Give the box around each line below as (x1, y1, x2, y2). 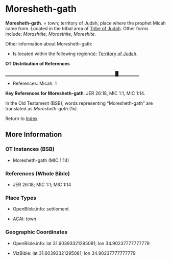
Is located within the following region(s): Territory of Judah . (12, 51, 138, 57)
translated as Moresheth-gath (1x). (5, 105, 78, 111)
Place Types (5, 194, 37, 201)
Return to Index (5, 115, 38, 122)
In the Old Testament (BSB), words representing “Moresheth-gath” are (5, 100, 153, 106)
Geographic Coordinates (5, 228, 68, 235)
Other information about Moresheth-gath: (5, 40, 93, 46)
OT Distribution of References (5, 60, 70, 66)
